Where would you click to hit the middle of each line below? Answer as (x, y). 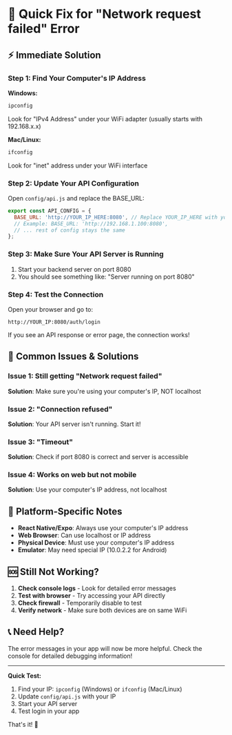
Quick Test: (25, 676)
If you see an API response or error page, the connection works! (99, 334)
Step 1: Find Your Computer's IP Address (77, 78)
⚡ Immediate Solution (55, 55)
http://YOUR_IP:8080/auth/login (54, 322)
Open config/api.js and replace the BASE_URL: (76, 198)
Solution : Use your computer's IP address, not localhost (87, 490)
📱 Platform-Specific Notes (65, 511)
